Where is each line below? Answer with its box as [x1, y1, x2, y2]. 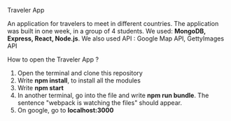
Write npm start [17, 84, 64, 92]
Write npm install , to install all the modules [17, 76, 141, 85]
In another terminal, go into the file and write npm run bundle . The [17, 91, 209, 99]
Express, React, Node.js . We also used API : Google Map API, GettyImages [7, 34, 225, 43]
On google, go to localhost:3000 [17, 106, 114, 114]
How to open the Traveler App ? [7, 55, 99, 64]
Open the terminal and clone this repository [17, 69, 143, 77]
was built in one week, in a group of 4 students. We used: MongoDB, [7, 27, 206, 35]
